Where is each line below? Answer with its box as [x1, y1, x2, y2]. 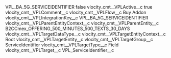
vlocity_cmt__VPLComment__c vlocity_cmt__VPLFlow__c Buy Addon [5, 9, 146, 15]
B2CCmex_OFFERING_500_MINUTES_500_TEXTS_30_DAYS [5, 25, 130, 32]
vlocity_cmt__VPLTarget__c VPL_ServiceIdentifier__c [5, 47, 114, 53]
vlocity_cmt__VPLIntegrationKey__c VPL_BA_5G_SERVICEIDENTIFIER [5, 15, 149, 21]
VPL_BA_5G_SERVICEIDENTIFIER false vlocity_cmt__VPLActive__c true [5, 4, 153, 10]
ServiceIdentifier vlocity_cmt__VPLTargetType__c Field [5, 42, 119, 48]
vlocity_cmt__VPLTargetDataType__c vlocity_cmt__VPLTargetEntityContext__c [5, 31, 166, 37]
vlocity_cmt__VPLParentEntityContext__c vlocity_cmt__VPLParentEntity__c [5, 20, 159, 26]
